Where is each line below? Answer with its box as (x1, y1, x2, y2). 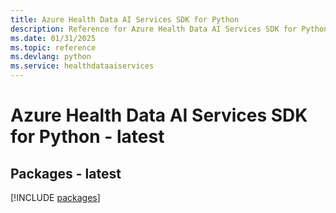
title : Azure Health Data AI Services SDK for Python (10, 14, 240, 25)
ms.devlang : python (10, 52, 92, 62)
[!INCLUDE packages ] (10, 192, 101, 203)
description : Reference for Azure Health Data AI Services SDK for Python (10, 24, 329, 34)
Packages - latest (10, 165, 122, 182)
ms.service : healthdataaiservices (10, 61, 155, 71)
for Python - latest (10, 126, 165, 148)
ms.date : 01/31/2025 (10, 33, 97, 43)
